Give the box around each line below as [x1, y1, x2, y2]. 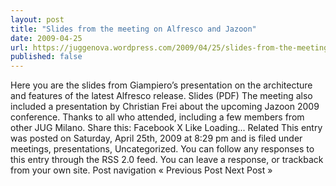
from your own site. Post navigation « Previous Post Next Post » [10, 164, 273, 176]
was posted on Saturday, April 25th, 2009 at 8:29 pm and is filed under [10, 132, 303, 145]
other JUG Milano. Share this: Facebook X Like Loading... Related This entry [10, 122, 323, 134]
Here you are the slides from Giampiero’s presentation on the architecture [10, 79, 313, 91]
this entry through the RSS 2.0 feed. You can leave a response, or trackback [10, 154, 324, 166]
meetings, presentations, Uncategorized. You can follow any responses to [10, 143, 315, 155]
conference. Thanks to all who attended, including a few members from [10, 111, 305, 123]
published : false [10, 52, 83, 62]
